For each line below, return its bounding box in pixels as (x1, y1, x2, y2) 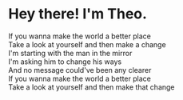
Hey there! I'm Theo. (8, 5, 148, 23)
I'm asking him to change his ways (8, 57, 122, 66)
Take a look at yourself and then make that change (8, 82, 175, 92)
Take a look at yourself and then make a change (8, 39, 166, 49)
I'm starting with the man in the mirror (8, 48, 133, 58)
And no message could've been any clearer (8, 65, 152, 74)
